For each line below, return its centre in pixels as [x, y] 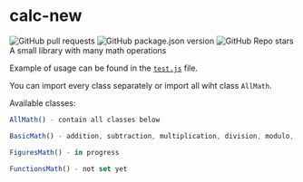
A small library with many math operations [88, 50]
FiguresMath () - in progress [64, 152]
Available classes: [43, 103]
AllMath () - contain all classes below [85, 120]
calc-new [46, 16]
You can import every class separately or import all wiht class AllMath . [141, 85]
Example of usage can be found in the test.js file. [103, 68]
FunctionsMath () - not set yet [68, 168]
